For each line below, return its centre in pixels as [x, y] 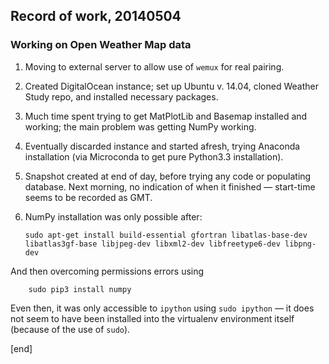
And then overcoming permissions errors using [107, 271]
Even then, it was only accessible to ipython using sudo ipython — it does [162, 308]
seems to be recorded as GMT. [88, 197]
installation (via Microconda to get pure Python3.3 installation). [154, 156]
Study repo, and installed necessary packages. [121, 96]
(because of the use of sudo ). [70, 329]
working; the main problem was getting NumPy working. [140, 126]
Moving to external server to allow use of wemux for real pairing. [154, 66]
